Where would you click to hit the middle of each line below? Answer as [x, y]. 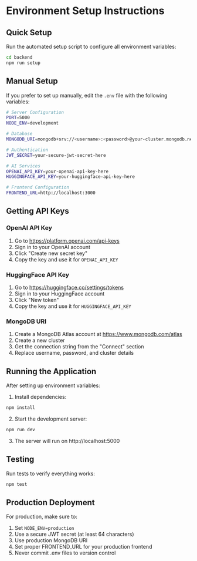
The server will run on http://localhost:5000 [67, 441]
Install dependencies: [40, 397]
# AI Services [23, 166]
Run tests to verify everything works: [51, 473]
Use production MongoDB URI [51, 540]
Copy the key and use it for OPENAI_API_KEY [66, 259]
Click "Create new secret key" [51, 253]
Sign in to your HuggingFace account [60, 294]
